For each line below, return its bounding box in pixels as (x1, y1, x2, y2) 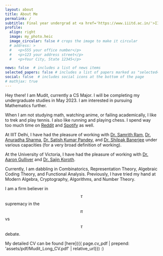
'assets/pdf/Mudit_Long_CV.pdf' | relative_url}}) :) (5, 245, 104, 251)
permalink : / (5, 16, 32, 21)
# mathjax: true (5, 79, 38, 84)
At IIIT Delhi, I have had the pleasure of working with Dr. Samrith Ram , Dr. (5, 131, 151, 137)
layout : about (5, 7, 34, 12)
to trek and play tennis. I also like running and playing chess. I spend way (5, 117, 151, 123)
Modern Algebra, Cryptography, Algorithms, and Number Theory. (5, 176, 136, 182)
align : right (9, 30, 36, 34)
